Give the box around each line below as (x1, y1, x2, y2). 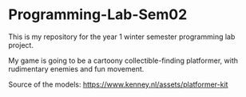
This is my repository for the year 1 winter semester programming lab (8, 32, 236, 41)
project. (8, 40, 34, 49)
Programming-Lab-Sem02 (8, 6, 188, 24)
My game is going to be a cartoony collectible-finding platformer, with (8, 56, 238, 65)
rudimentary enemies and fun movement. (8, 64, 145, 73)
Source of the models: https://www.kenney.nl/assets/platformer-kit (8, 80, 228, 89)
